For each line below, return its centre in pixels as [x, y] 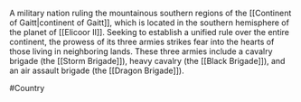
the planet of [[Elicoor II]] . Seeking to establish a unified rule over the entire [150, 32]
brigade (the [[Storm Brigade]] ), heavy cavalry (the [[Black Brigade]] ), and [147, 61]
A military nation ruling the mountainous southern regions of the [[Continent [150, 13]
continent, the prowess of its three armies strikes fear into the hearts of [142, 42]
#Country [27, 88]
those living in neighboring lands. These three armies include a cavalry [141, 51]
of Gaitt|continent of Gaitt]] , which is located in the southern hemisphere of [149, 23]
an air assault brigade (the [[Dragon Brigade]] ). [97, 70]
